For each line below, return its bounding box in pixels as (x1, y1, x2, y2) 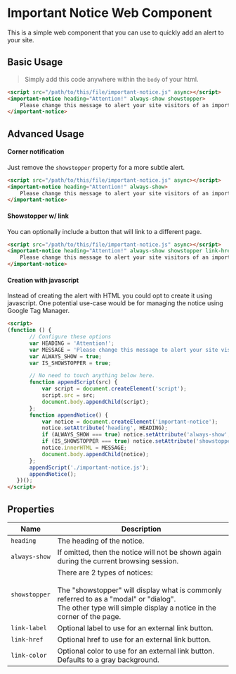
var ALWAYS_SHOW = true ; (29, 353, 102, 360)
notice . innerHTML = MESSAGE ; (41, 444, 128, 451)
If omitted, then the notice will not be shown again (57, 547, 222, 557)
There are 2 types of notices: (57, 568, 153, 577)
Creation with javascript (7, 276, 79, 284)
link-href (11, 635, 44, 643)
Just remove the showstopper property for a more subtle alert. (7, 163, 185, 171)
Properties (7, 503, 55, 515)
